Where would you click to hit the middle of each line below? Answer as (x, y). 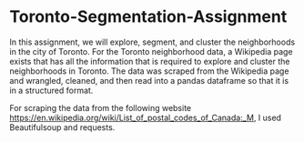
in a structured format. (51, 90)
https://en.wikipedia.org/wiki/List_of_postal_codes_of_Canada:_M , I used (146, 117)
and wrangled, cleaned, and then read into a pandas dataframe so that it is (149, 80)
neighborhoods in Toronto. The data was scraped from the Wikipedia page (149, 71)
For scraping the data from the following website (101, 107)
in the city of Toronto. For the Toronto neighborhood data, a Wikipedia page (151, 51)
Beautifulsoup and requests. (62, 127)
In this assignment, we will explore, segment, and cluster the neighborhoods (152, 42)
